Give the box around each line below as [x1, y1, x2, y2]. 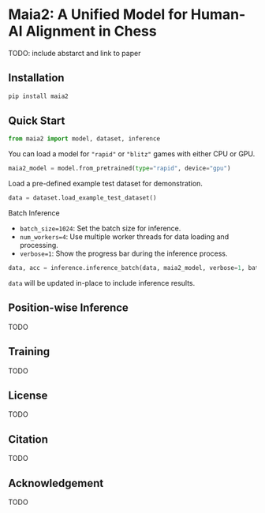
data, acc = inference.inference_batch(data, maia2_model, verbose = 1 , [8, 264, 245, 272]
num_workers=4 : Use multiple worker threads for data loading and [19, 232, 230, 242]
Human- [190, 6, 246, 24]
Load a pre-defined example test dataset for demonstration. [8, 179, 203, 189]
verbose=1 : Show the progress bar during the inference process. [19, 249, 228, 258]
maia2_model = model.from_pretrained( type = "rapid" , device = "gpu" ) [8, 164, 231, 173]
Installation [8, 71, 65, 84]
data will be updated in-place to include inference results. [8, 278, 196, 287]
